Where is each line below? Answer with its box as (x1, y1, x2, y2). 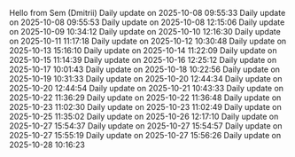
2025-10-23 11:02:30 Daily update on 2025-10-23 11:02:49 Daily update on (9, 102, 282, 112)
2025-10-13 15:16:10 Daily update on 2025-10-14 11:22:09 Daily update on (9, 45, 277, 56)
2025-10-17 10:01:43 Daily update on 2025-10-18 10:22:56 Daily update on (9, 64, 281, 75)
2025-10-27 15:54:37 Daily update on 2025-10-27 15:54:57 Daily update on (9, 121, 283, 131)
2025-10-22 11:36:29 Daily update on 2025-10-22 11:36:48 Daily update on (9, 92, 282, 103)
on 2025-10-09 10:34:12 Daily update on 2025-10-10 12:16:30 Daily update (9, 27, 281, 36)
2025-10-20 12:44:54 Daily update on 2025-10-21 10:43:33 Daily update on (9, 83, 284, 93)
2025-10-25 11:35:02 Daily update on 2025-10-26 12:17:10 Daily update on (9, 111, 279, 122)
